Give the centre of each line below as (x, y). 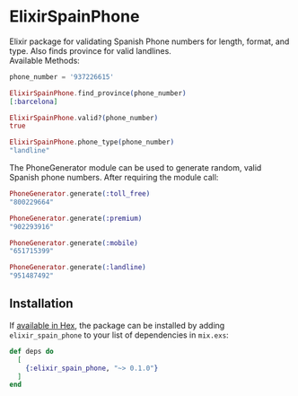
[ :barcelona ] (34, 101)
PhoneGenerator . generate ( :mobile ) (74, 243)
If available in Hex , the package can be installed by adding (117, 325)
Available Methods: (45, 60)
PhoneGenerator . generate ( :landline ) (78, 268)
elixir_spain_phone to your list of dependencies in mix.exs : (119, 335)
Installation (41, 304)
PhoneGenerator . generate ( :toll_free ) (80, 194)
